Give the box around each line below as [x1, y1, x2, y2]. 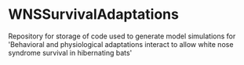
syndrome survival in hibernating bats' [8, 48, 133, 57]
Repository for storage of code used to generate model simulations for [8, 31, 236, 41]
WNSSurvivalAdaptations [8, 5, 179, 23]
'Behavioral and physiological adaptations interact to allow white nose [8, 39, 234, 49]
